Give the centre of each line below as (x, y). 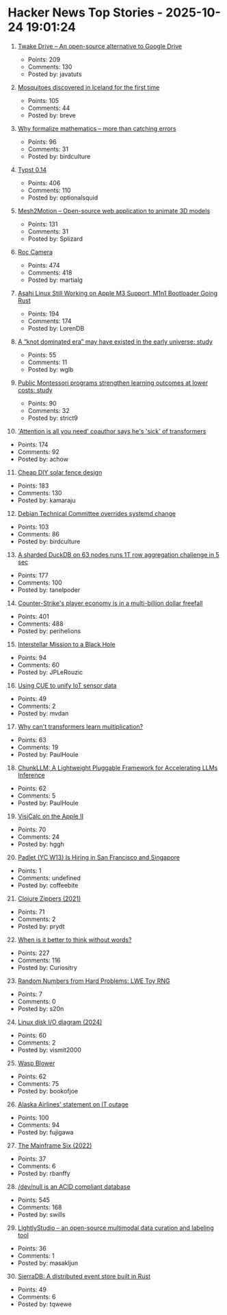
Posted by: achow (43, 459)
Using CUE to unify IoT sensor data (67, 685)
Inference (31, 775)
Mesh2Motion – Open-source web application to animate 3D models (114, 211)
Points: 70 (32, 829)
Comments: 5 (37, 795)
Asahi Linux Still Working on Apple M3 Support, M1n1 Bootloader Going (118, 293)
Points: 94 (32, 657)
